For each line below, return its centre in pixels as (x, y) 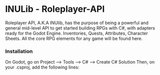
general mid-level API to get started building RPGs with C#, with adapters (80, 28)
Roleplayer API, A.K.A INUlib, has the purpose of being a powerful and (77, 23)
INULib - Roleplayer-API (55, 9)
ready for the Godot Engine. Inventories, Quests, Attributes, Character (77, 33)
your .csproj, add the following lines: (42, 67)
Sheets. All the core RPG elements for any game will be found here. (74, 38)
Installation (19, 51)
